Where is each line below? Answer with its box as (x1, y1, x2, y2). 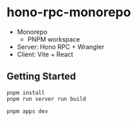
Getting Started (6, 71, 76, 83)
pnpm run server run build (6, 95, 86, 102)
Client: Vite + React (16, 50, 74, 59)
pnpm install (6, 89, 45, 96)
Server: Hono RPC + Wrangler (16, 42, 105, 51)
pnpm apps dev (6, 107, 49, 115)
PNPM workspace (27, 35, 81, 43)
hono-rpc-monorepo (6, 4, 132, 20)
